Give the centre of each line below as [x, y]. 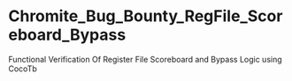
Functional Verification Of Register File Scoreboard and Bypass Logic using [145, 59]
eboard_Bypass [67, 35]
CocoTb [23, 69]
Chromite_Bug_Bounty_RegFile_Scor [146, 16]
